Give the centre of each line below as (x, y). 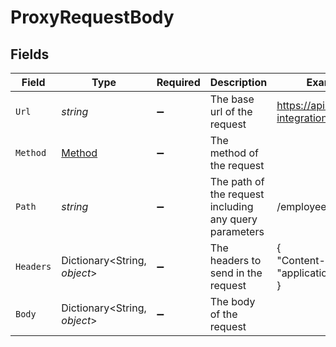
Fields (30, 54)
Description (238, 82)
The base (232, 99)
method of (234, 153)
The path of (237, 181)
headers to (235, 260)
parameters (237, 231)
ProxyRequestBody (92, 17)
